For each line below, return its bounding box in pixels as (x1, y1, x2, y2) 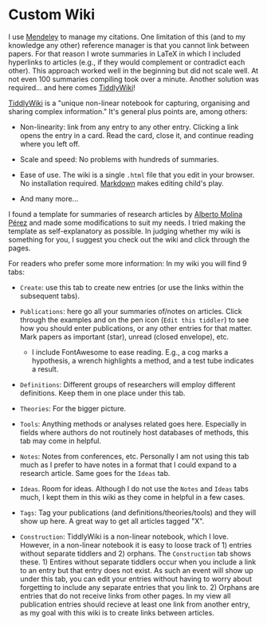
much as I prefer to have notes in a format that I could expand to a (19, 460, 238, 470)
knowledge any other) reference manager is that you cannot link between (8, 40, 249, 49)
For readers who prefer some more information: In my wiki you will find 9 (8, 258, 247, 268)
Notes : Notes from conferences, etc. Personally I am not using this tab (19, 451, 249, 461)
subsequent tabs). (19, 291, 80, 301)
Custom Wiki (8, 6, 96, 24)
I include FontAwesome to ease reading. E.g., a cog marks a (31, 347, 229, 356)
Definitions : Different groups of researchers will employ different (19, 379, 236, 389)
